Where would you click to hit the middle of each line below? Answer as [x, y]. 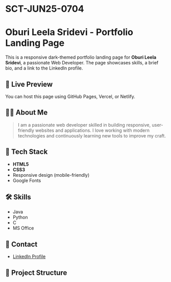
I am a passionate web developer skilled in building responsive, [84, 125]
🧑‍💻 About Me [27, 113]
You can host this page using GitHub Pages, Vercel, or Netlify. [70, 96]
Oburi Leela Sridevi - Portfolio [69, 32]
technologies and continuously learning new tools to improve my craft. [92, 135]
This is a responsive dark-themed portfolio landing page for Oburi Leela [81, 57]
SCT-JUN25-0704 [45, 9]
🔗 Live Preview [29, 84]
